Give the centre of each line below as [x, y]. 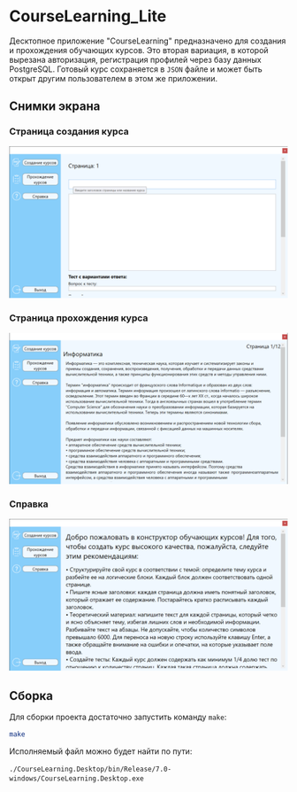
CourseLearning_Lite [88, 16]
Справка [29, 504]
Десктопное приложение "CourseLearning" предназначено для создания [148, 41]
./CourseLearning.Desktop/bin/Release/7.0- [91, 769]
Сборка [31, 696]
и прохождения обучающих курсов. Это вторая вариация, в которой [139, 50]
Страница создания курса [69, 132]
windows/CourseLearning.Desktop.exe [76, 778]
